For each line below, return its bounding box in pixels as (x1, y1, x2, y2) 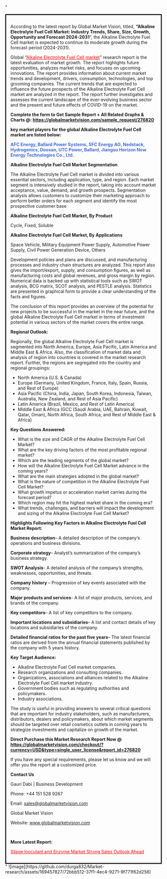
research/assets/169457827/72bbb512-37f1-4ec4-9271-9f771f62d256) (5, 869, 152, 875)
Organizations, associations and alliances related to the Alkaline (17, 675, 148, 680)
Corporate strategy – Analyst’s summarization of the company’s (10, 550, 141, 556)
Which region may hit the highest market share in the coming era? (17, 500, 153, 505)
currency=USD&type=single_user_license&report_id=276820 (10, 747, 141, 753)
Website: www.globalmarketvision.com (10, 820, 90, 826)
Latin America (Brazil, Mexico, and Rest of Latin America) (17, 401, 135, 407)
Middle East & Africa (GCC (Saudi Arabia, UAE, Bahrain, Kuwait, (17, 406, 148, 412)
